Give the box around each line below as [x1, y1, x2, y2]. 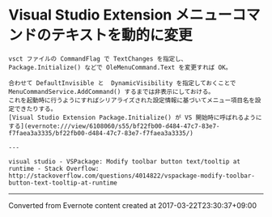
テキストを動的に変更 [51, 26, 193, 45]
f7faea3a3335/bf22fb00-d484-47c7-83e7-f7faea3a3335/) [8, 129, 194, 137]
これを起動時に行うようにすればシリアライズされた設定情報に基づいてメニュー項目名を [8, 96, 255, 104]
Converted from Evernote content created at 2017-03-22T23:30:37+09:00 [8, 200, 257, 210]
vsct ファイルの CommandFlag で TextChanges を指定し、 [8, 54, 188, 63]
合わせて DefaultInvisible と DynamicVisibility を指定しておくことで [8, 79, 236, 87]
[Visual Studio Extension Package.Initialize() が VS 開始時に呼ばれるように [8, 113, 262, 121]
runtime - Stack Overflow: [8, 164, 100, 172]
